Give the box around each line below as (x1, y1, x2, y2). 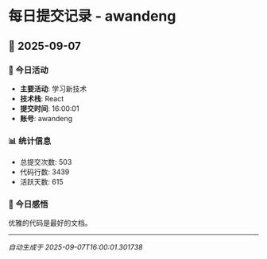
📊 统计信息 (8, 135, 52, 147)
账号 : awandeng (19, 113, 73, 123)
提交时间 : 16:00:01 (19, 104, 79, 113)
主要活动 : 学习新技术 (19, 84, 87, 93)
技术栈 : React (19, 93, 64, 103)
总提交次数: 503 (19, 158, 72, 167)
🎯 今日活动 (8, 64, 49, 75)
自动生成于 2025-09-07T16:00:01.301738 (8, 242, 143, 252)
